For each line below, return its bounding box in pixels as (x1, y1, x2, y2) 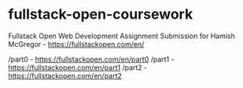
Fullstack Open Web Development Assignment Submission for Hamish (8, 31, 236, 40)
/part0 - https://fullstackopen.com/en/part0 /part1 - (8, 55, 175, 64)
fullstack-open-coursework (8, 5, 193, 23)
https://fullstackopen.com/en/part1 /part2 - (8, 62, 148, 72)
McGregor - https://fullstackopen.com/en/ (8, 39, 145, 48)
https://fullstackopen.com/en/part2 (8, 71, 122, 80)
